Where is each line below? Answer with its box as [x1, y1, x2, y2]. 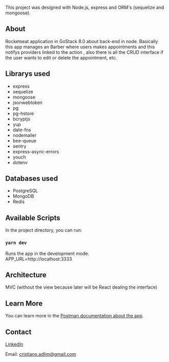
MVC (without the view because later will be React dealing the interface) [5, 284, 157, 290]
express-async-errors [12, 148, 59, 154]
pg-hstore [12, 110, 34, 116]
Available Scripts [5, 213, 60, 222]
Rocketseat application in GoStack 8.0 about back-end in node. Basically [5, 38, 158, 44]
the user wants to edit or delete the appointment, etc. [5, 54, 117, 61]
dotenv [12, 159, 28, 166]
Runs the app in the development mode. [5, 250, 89, 256]
